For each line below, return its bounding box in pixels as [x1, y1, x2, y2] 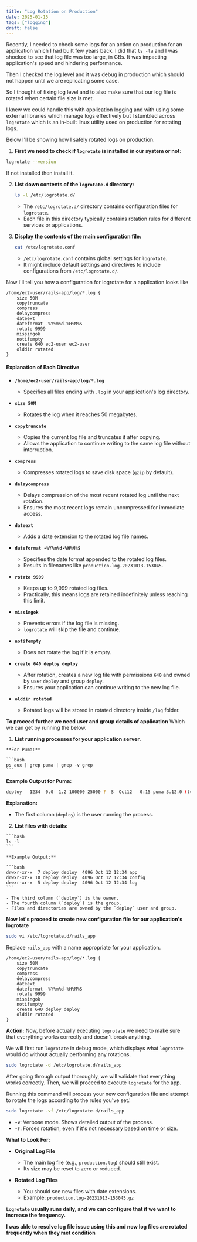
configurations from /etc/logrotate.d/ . [23, 267, 119, 274]
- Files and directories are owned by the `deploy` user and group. [6, 905, 177, 911]
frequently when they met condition [6, 1229, 96, 1236]
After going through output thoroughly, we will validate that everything [6, 1073, 176, 1080]
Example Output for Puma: [6, 778, 72, 785]
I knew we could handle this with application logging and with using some [6, 106, 184, 113]
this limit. [23, 597, 46, 604]
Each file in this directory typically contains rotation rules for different [23, 215, 191, 222]
